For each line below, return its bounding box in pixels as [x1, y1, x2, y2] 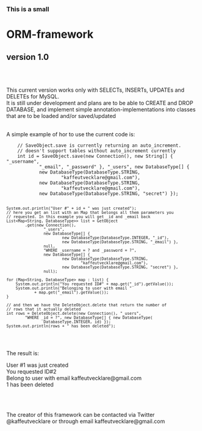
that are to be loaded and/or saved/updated [6, 112, 116, 119]
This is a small [6, 5, 49, 13]
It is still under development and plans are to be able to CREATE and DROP [6, 99, 193, 106]
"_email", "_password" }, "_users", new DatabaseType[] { [38, 164, 190, 170]
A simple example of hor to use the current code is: [6, 130, 135, 138]
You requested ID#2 [6, 367, 57, 375]
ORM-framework [6, 28, 94, 42]
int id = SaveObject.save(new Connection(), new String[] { [17, 153, 173, 159]
